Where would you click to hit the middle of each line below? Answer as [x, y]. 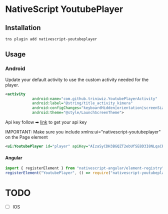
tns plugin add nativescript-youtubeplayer [51, 39]
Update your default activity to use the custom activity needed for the [77, 79]
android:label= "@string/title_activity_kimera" [82, 103]
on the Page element [27, 137]
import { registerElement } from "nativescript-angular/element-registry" [85, 168]
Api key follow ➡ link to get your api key [46, 122]
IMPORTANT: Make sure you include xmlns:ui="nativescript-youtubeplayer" [83, 132]
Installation [23, 28]
